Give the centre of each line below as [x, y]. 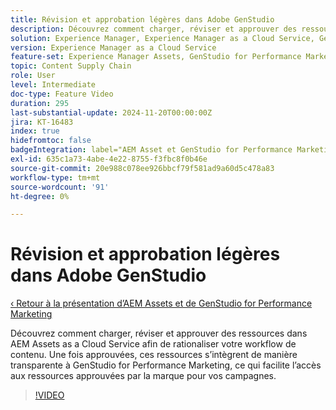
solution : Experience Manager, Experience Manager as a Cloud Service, [162, 38]
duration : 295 [40, 103]
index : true [35, 131]
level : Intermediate [53, 85]
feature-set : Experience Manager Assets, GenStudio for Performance [156, 57]
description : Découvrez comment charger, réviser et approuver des [154, 29]
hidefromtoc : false [51, 141]
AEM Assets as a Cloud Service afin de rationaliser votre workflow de [153, 344]
